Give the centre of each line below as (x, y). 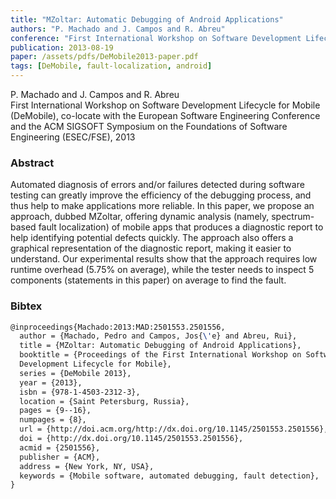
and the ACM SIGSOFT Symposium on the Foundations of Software (149, 126)
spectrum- (293, 217)
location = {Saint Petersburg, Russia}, (104, 401)
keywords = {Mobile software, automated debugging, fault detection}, (169, 476)
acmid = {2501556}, (60, 447)
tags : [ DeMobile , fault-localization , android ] (111, 66)
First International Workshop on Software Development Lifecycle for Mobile (165, 105)
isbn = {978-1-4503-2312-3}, (80, 392)
